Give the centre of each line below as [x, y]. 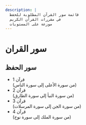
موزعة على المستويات [31, 24]
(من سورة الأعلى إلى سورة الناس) [44, 85]
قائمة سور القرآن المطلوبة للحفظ [44, 15]
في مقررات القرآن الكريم [35, 19]
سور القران [26, 49]
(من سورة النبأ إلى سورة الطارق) [43, 96]
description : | [21, 10]
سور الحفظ [21, 67]
